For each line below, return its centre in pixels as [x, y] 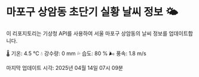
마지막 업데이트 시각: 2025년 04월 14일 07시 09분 [65, 68]
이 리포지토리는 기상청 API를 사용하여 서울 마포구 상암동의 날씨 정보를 [87, 33]
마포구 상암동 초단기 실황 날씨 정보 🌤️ [92, 12]
